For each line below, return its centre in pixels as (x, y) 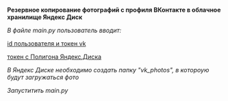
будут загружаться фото (43, 77)
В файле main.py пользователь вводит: (64, 30)
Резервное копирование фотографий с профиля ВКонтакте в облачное (114, 10)
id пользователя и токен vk (47, 43)
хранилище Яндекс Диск (45, 17)
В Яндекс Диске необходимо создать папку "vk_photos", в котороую (108, 70)
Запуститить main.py (38, 90)
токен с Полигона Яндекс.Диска (54, 57)
